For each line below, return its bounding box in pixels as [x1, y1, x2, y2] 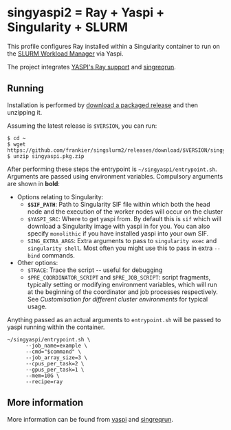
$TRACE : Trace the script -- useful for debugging [27, 266, 163, 274]
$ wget [7, 141, 26, 148]
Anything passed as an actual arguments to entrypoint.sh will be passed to [7, 315, 221, 324]
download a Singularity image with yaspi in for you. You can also [27, 222, 210, 230]
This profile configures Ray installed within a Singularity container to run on [7, 42, 220, 50]
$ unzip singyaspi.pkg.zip [7, 152, 85, 159]
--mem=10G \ [25, 372, 60, 379]
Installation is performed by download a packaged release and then [7, 101, 198, 109]
